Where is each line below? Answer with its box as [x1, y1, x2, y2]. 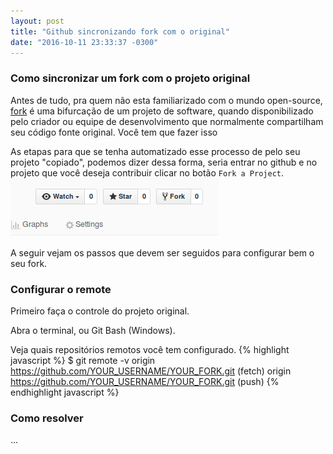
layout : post [10, 16, 65, 26]
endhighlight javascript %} [10, 386, 120, 398]
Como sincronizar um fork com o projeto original [10, 71, 251, 85]
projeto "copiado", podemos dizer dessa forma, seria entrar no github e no [10, 156, 318, 168]
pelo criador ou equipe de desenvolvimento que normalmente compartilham [10, 115, 324, 127]
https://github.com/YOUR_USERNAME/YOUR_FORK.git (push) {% [10, 375, 280, 387]
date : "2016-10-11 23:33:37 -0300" [10, 37, 159, 47]
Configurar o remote [10, 282, 112, 296]
